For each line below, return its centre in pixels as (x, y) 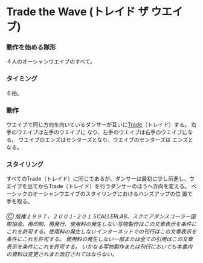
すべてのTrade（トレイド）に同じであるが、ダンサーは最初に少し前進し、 (98, 179)
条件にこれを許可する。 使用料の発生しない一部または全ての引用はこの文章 (100, 239)
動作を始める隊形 (31, 47)
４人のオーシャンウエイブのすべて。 (51, 62)
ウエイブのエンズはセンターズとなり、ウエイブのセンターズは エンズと (105, 140)
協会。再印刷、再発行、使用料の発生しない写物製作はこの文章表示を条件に (104, 224)
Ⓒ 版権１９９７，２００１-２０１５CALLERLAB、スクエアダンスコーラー (98, 216)
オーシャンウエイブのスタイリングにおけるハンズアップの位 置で (113, 194)
